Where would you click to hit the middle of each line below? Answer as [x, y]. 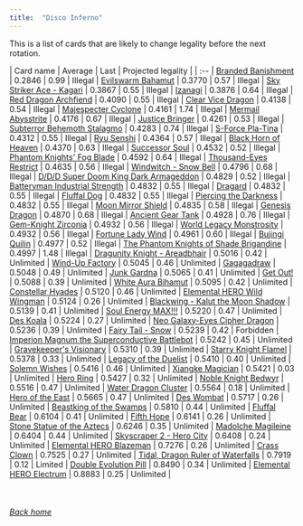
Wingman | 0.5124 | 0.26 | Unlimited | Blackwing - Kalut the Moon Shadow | [150, 301]
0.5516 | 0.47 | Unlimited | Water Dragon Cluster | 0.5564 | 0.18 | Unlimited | [150, 387]
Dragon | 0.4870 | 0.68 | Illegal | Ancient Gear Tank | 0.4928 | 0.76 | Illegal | [150, 214]
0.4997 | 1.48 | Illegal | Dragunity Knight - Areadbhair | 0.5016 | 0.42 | [138, 253]
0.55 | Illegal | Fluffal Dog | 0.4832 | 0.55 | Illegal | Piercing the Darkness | [146, 195]
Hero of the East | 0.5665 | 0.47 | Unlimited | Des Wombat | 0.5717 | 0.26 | [147, 397]
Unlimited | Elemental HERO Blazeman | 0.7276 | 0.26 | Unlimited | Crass [144, 445]
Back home [31, 512]
